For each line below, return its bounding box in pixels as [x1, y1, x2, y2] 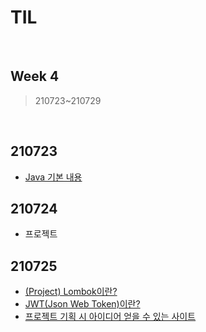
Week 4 [10, 68, 60, 85]
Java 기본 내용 [24, 171, 83, 183]
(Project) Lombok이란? [24, 286, 118, 298]
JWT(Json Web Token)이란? [24, 298, 141, 310]
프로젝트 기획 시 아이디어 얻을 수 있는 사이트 [24, 311, 197, 323]
